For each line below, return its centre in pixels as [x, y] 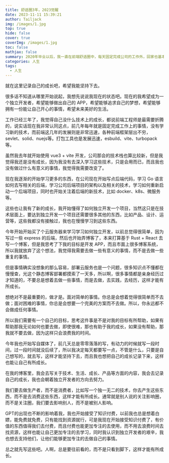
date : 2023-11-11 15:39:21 [33, 15]
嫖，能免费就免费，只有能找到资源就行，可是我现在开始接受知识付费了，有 [82, 420]
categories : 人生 [23, 61]
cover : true [18, 38]
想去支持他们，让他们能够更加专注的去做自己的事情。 [64, 439]
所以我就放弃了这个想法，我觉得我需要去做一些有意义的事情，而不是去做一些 [84, 250]
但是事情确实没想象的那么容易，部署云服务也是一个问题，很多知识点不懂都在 [84, 267]
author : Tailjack [23, 19]
